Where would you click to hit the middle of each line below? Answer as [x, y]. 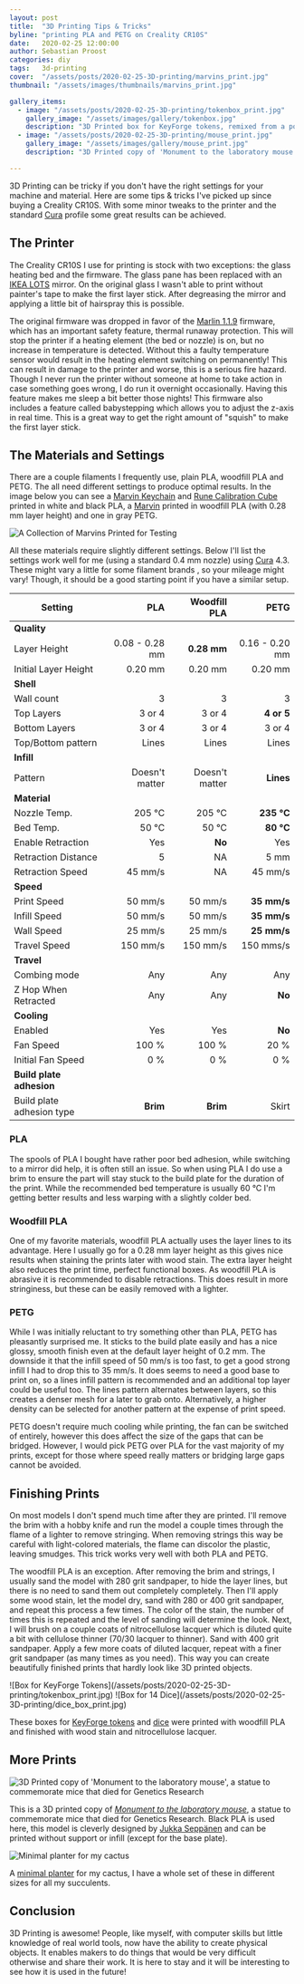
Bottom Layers [45, 728]
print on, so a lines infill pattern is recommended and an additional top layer [150, 1380]
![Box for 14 [137, 1695]
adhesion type [44, 1112]
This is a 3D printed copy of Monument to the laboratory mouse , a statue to [150, 1809]
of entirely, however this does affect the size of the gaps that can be [137, 1436]
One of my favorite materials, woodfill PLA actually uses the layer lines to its [151, 1240]
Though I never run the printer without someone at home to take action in [146, 379]
